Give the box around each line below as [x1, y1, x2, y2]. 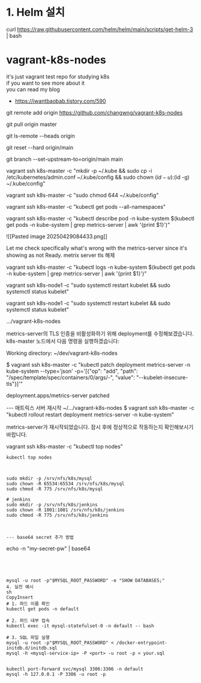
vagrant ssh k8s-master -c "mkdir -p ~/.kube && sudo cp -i [6, 167, 152, 174]
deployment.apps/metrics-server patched [6, 391, 110, 399]
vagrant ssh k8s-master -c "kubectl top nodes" [6, 442, 123, 450]
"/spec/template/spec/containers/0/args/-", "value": [6, 373, 135, 381]
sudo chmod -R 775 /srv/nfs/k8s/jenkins [6, 512, 109, 518]
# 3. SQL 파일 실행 [6, 634, 50, 640]
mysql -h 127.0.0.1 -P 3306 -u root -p [6, 671, 106, 677]
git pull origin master [6, 121, 57, 128]
